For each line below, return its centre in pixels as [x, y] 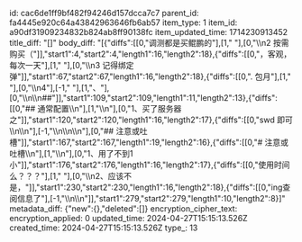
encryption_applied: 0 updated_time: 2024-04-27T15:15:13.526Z [128, 218]
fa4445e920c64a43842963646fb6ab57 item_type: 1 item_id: [124, 22]
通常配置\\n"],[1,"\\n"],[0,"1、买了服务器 [110, 108]
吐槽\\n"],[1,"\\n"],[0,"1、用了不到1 [71, 153]
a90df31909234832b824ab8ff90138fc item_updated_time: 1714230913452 [149, 32]
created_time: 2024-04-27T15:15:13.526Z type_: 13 [104, 228]
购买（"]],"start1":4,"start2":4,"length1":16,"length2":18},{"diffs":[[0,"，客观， [151, 54]
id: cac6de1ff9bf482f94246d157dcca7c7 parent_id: [105, 13]
